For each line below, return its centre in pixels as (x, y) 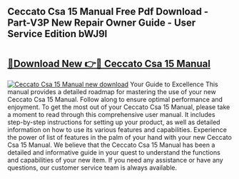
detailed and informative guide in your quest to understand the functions (114, 152)
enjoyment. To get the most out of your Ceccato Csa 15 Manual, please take (119, 107)
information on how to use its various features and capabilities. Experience (117, 130)
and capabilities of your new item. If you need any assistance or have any (115, 160)
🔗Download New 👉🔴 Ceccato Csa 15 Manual (109, 63)
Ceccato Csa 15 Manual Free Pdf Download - (108, 12)
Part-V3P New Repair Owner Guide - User (102, 23)
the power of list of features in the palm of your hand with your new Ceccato (119, 137)
